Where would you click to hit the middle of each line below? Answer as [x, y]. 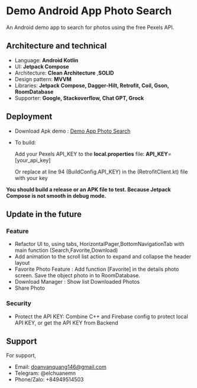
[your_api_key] [33, 160]
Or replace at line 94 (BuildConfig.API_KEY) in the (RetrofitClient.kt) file [101, 171]
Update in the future [44, 214]
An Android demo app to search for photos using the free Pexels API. [90, 27]
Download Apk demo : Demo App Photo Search [72, 131]
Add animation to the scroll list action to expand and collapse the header [103, 256]
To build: [25, 142]
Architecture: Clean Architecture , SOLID [64, 73]
